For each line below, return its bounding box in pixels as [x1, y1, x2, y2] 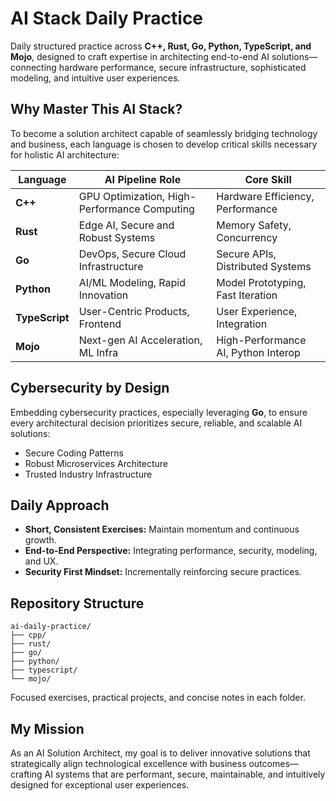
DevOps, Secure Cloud [78, 247, 187, 261]
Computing [142, 202, 195, 216]
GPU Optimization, [78, 189, 166, 203]
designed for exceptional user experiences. [10, 779, 190, 791]
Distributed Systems [216, 259, 312, 273]
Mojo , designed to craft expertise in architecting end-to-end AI [10, 50, 270, 62]
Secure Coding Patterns [24, 447, 124, 459]
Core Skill [244, 172, 292, 186]
